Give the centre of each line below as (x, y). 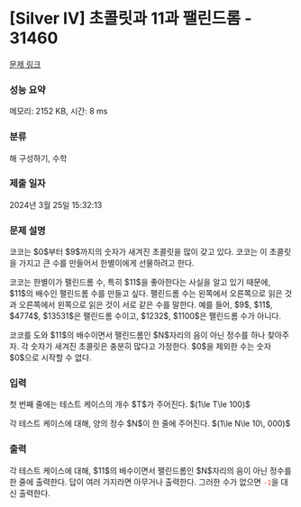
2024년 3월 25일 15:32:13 (56, 204)
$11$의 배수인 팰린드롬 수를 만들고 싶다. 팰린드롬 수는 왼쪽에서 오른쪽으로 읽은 (146, 294)
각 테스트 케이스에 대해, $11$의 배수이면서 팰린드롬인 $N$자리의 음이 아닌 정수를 (150, 470)
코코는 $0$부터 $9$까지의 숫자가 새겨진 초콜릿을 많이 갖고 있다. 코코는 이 (138, 252)
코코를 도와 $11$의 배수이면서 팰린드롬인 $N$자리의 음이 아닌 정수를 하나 (137, 335)
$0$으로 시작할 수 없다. (50, 358)
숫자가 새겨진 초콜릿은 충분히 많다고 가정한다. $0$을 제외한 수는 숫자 (151, 347)
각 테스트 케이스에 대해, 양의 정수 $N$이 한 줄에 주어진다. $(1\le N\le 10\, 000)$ (150, 423)
